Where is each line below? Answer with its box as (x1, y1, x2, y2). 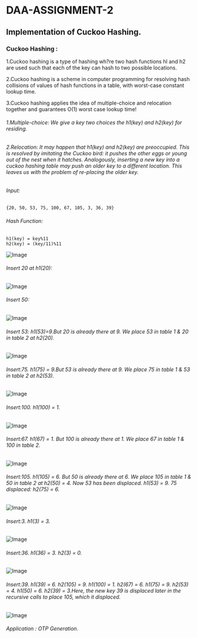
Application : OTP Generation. (6, 625, 79, 632)
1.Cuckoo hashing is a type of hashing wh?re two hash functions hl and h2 (6, 58, 186, 65)
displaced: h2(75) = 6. (6, 486, 60, 493)
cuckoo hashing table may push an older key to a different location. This (6, 162, 182, 169)
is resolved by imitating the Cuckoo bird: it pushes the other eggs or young (6, 150, 187, 157)
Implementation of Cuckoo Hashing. (6, 27, 141, 37)
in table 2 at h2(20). (6, 334, 55, 341)
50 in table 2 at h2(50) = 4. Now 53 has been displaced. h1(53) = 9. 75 (6, 480, 177, 487)
